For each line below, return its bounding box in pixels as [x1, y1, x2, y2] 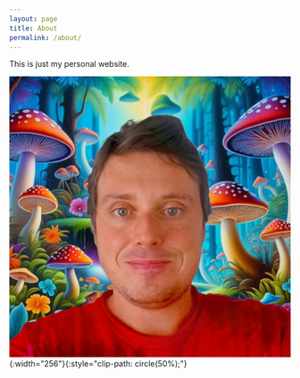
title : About [9, 23, 58, 33]
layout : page [9, 14, 58, 23]
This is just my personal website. [9, 59, 129, 70]
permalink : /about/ [9, 33, 82, 42]
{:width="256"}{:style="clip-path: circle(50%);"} [9, 358, 187, 369]
